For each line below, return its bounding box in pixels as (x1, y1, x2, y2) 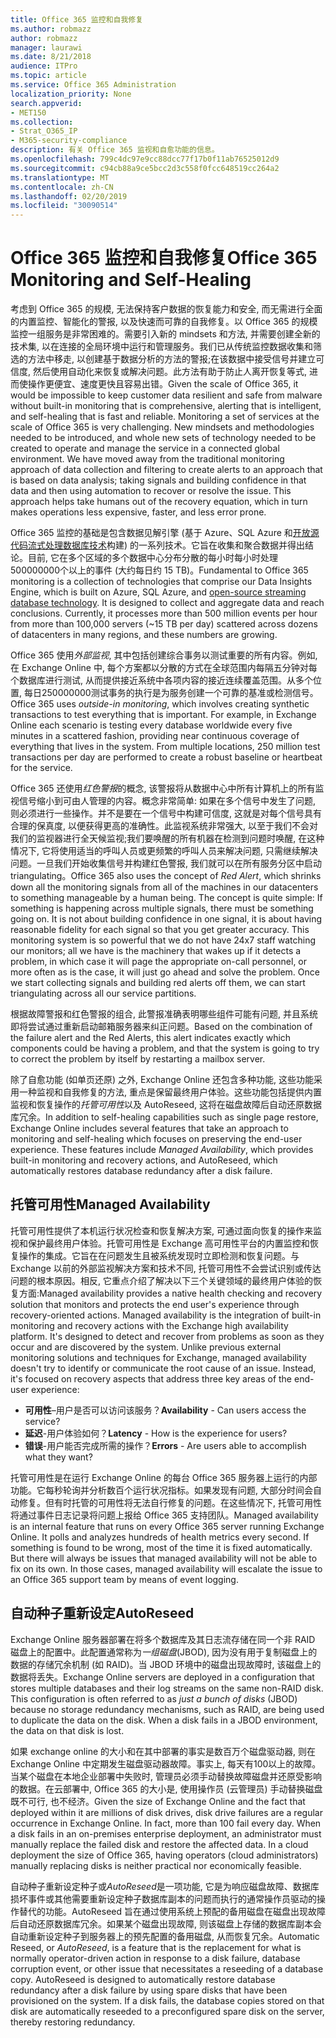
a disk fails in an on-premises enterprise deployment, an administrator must (10, 1827, 322, 1840)
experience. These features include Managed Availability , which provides (10, 1144, 314, 1156)
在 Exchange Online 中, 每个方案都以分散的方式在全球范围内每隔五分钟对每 (10, 662, 318, 674)
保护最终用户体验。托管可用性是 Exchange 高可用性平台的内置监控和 (27, 1237, 310, 1249)
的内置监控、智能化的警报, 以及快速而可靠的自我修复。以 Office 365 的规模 (10, 316, 318, 328)
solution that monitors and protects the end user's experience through (10, 1298, 300, 1310)
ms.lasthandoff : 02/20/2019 (10, 191, 128, 201)
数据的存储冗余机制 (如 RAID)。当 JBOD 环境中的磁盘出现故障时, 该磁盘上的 (10, 1658, 322, 1670)
